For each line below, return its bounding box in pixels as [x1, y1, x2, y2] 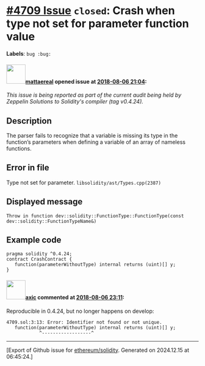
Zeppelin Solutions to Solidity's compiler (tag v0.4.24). [6, 98, 143, 105]
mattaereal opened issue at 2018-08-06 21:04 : [25, 78, 148, 85]
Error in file [6, 163, 50, 173]
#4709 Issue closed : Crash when [6, 4, 175, 18]
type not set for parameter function [6, 17, 189, 31]
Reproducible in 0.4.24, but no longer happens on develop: [6, 307, 154, 315]
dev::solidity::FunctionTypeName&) [6, 218, 97, 224]
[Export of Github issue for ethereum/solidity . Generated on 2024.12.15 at [6, 346, 190, 354]
